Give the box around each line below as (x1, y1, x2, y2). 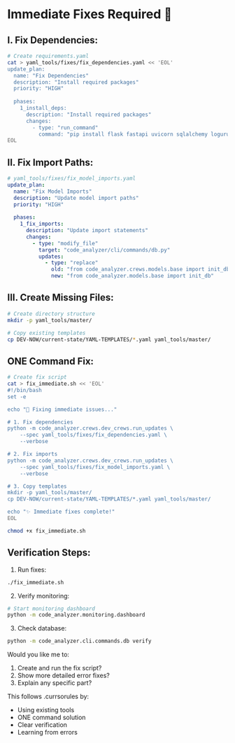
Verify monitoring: (17, 591, 70, 600)
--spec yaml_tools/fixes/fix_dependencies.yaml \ (20, 431, 168, 439)
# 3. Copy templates (7, 482, 68, 490)
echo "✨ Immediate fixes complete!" (7, 508, 115, 516)
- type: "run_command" (32, 124, 99, 131)
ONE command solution (17, 713, 86, 722)
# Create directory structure (7, 310, 96, 317)
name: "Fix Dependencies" (13, 72, 90, 79)
